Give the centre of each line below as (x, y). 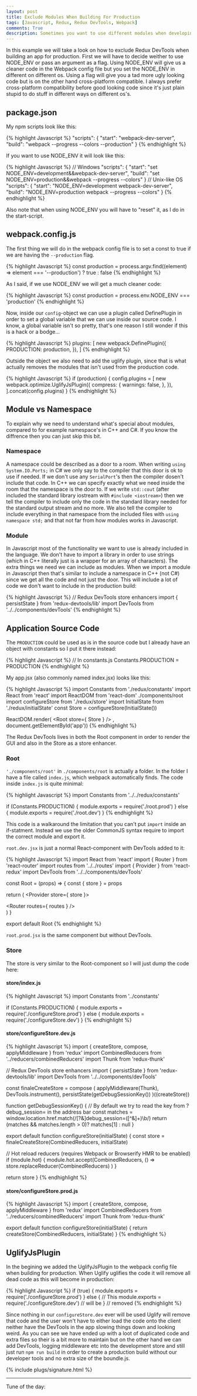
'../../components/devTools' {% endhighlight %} (64, 610)
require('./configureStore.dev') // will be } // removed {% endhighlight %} (94, 1303)
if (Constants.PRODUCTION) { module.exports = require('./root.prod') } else (97, 807)
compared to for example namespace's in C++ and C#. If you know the (92, 429)
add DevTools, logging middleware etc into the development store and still (96, 1345)
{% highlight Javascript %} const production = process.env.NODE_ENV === (98, 295)
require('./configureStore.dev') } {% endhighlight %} (69, 1020)
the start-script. (25, 216)
